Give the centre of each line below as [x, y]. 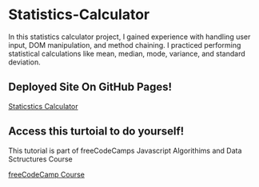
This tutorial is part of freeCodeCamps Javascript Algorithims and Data [125, 150]
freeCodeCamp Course [47, 174]
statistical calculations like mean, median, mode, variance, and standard [127, 53]
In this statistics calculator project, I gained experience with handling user [129, 37]
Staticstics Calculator [43, 106]
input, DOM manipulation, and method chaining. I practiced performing [125, 45]
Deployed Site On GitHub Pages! [90, 87]
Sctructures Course [41, 159]
